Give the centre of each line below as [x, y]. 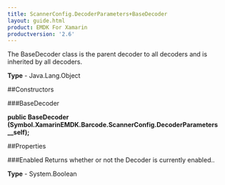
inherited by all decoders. [45, 62]
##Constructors [31, 89]
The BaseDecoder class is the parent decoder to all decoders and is [107, 54]
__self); [19, 132]
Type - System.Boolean [42, 174]
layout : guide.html [36, 21]
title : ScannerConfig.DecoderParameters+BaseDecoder [87, 14]
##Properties [27, 146]
